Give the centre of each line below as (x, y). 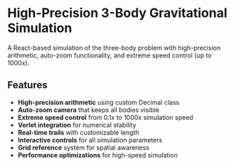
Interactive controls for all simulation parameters (90, 140)
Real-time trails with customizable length (78, 132)
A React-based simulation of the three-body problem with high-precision (114, 48)
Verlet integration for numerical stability (77, 125)
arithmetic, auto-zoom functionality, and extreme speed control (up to (110, 55)
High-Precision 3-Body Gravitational (117, 13)
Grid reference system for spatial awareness (83, 148)
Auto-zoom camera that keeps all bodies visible (89, 110)
